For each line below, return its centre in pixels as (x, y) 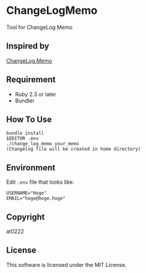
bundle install (25, 133)
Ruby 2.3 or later (35, 94)
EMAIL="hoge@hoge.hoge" (36, 199)
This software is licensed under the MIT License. (66, 265)
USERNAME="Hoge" (26, 193)
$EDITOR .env (23, 139)
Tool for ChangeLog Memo (40, 27)
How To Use (29, 119)
